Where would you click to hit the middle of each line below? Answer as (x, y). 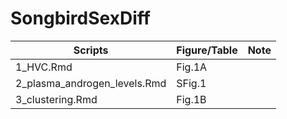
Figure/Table (207, 50)
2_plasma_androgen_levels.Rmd (91, 83)
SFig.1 (191, 83)
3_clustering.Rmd (56, 99)
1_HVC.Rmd (44, 67)
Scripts (91, 50)
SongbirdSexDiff (80, 18)
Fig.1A (192, 67)
